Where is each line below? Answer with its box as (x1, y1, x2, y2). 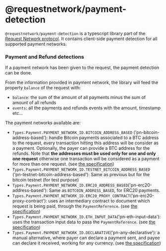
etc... (12, 110, 23, 116)
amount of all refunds (12, 100, 56, 106)
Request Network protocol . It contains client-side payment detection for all (5, 36, 158, 42)
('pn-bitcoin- (133, 129, 160, 135)
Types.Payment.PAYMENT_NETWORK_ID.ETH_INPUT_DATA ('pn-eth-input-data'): (12, 214, 161, 220)
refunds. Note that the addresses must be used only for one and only (12, 150, 156, 157)
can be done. (5, 70, 32, 76)
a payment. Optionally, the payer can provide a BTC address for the (12, 145, 150, 151)
